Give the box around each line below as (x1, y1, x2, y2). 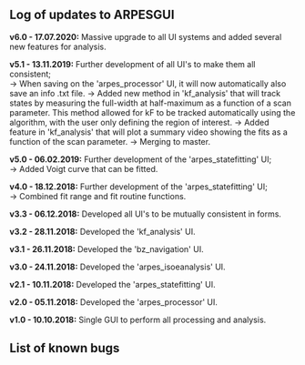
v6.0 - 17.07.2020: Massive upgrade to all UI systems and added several (9, 31, 282, 42)
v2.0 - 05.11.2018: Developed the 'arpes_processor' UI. (9, 296, 219, 308)
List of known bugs (9, 340, 120, 356)
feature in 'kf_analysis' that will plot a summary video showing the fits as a (9, 127, 289, 137)
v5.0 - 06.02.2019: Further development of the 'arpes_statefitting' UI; (9, 154, 272, 165)
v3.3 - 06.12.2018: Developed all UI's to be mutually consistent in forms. (9, 208, 282, 219)
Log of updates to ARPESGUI (9, 7, 175, 23)
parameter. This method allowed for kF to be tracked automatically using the (9, 106, 296, 117)
